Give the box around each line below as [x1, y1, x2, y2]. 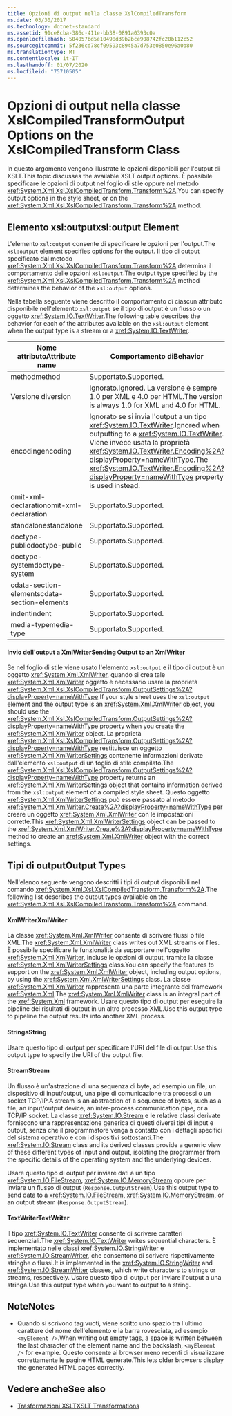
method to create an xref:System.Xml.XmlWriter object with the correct [7, 832, 209, 841]
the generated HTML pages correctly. [17, 1363, 125, 1371]
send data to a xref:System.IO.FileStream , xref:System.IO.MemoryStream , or [7, 1191, 224, 1199]
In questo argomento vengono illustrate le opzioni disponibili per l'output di [7, 165, 220, 173]
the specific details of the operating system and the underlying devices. [7, 1155, 212, 1164]
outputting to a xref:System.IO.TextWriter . [89, 429, 224, 439]
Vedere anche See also [7, 1384, 106, 1395]
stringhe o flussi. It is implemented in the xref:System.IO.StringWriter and [7, 1259, 213, 1267]
